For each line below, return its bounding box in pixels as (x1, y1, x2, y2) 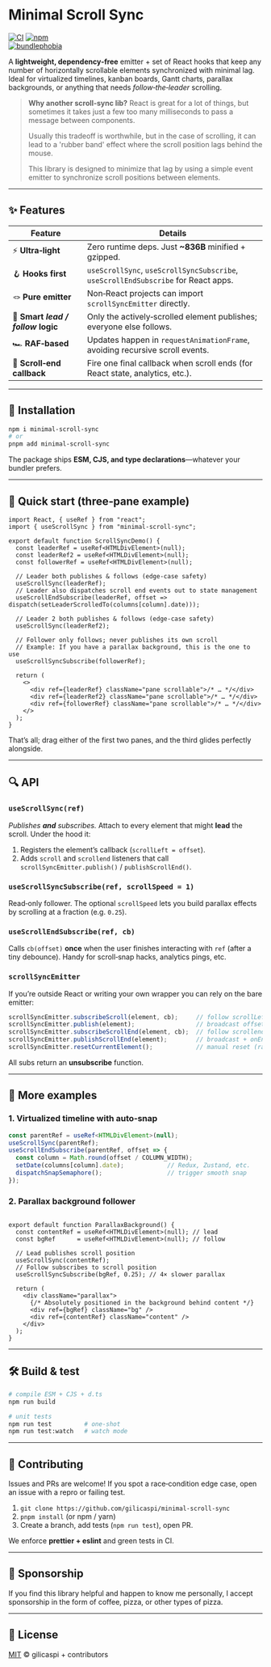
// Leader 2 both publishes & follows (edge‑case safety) (15, 615, 215, 623)
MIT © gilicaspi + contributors (8, 1649, 109, 1659)
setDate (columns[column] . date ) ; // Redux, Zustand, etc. (15, 1161, 251, 1170)
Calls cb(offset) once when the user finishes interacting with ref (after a (8, 944, 252, 954)
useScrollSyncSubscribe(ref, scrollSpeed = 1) (8, 882, 195, 891)
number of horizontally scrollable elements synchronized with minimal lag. (8, 65, 256, 74)
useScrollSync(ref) (8, 804, 85, 814)
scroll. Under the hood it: (8, 829, 91, 839)
